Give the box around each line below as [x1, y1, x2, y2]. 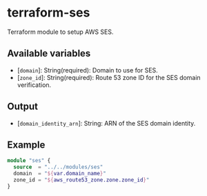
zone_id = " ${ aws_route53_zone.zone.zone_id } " [13, 177, 150, 184]
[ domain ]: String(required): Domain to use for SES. [17, 66, 159, 74]
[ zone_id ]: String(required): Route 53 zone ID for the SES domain [17, 73, 201, 81]
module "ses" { [7, 157, 51, 164]
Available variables [7, 48, 91, 59]
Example [7, 139, 46, 150]
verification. [17, 81, 52, 89]
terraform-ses [7, 5, 90, 21]
